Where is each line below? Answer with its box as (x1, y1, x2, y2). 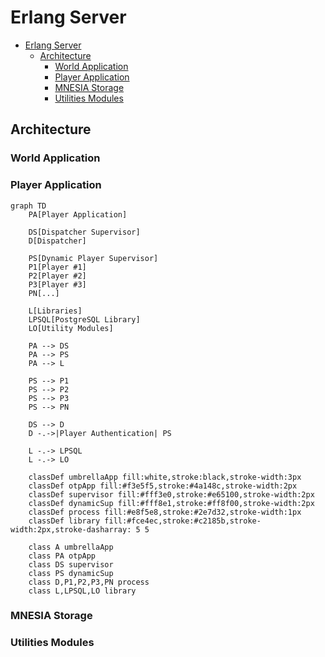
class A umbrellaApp (28, 542, 114, 552)
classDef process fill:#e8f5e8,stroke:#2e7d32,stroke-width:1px (28, 507, 302, 517)
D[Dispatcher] (28, 236, 87, 246)
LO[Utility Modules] (28, 323, 114, 333)
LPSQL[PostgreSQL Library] (28, 314, 141, 325)
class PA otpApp (28, 551, 97, 561)
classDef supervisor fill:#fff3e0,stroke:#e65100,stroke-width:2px (28, 489, 315, 500)
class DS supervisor (28, 559, 114, 570)
